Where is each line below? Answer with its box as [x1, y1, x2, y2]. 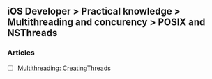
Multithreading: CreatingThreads [17, 64, 112, 72]
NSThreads [7, 27, 58, 39]
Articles [7, 48, 35, 58]
